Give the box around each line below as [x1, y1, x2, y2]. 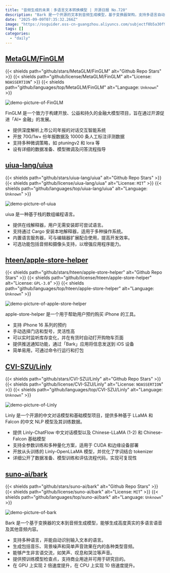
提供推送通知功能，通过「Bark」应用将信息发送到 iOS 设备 [12, 341, 134, 347]
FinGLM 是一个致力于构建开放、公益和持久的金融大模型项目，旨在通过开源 [5, 110, 160, 116]
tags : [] [5, 26, 24, 31]
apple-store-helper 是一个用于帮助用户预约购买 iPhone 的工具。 [5, 311, 138, 317]
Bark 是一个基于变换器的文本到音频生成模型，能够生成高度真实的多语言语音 [5, 520, 163, 526]
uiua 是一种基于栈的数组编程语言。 [5, 211, 77, 217]
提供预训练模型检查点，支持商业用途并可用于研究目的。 [12, 556, 128, 562]
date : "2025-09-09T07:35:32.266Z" [5, 17, 78, 22]
